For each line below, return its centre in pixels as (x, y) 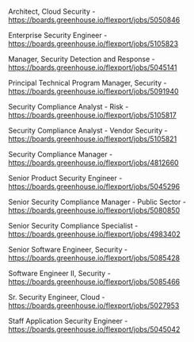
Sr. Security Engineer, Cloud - (57, 297)
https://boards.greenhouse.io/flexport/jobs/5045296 (94, 186)
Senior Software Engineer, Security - (68, 250)
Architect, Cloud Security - (52, 12)
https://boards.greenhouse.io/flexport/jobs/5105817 (92, 115)
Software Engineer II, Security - (59, 273)
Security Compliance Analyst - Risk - (68, 107)
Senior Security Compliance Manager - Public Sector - (97, 202)
